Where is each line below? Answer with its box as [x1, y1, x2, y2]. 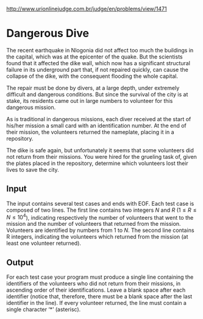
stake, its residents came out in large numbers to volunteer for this [6, 97, 173, 104]
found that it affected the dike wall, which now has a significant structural [6, 59, 191, 66]
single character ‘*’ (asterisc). [6, 306, 81, 313]
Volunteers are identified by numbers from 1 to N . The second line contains [6, 226, 194, 234]
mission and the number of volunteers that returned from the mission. [6, 220, 181, 228]
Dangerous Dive [6, 27, 90, 40]
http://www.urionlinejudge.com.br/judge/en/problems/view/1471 [6, 5, 167, 12]
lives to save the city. [6, 166, 59, 173]
